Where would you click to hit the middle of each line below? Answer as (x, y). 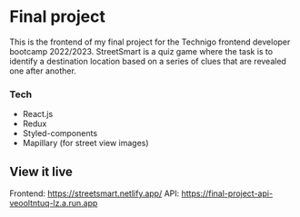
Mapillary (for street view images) (85, 143)
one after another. (43, 71)
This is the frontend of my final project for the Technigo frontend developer (150, 42)
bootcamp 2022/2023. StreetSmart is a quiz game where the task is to (141, 51)
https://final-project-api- (227, 193)
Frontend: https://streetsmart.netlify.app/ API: (95, 193)
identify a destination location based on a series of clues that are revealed (148, 61)
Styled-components (60, 133)
